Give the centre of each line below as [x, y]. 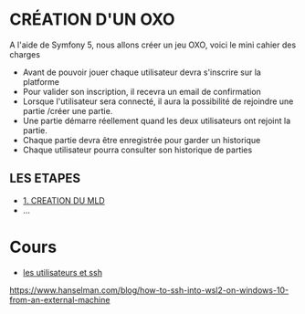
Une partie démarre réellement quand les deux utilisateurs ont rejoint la [157, 120]
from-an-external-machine [60, 299]
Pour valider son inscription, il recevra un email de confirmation [142, 91]
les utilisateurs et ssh [63, 272]
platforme [41, 81]
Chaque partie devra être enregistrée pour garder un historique [142, 140]
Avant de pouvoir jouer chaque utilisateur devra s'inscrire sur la [142, 72]
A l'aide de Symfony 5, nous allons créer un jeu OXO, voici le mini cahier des [153, 45]
